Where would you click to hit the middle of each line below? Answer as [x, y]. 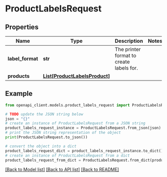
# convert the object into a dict [41, 146]
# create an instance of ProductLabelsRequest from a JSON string [75, 123]
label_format [23, 59]
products [19, 76]
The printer [128, 49]
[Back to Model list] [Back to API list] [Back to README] [62, 170]
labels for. [126, 68]
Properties [22, 27]
